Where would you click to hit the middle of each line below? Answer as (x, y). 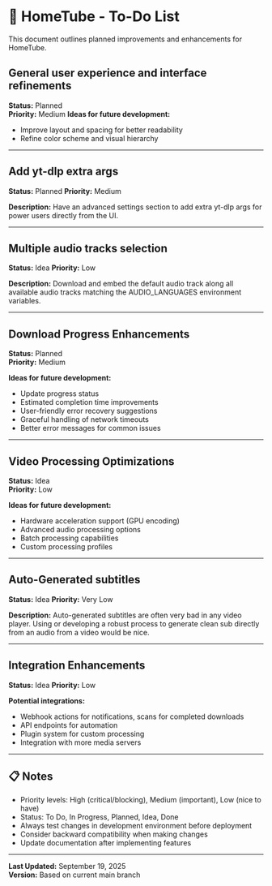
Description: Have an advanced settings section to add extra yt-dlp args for (135, 207)
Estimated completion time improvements (89, 402)
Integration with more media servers (81, 742)
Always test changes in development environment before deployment (136, 826)
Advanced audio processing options (81, 529)
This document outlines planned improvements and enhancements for (125, 39)
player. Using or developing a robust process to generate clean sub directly (134, 623)
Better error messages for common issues (90, 428)
